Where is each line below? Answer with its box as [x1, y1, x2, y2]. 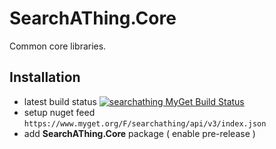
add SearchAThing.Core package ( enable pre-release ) [23, 127, 256, 139]
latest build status [23, 95, 97, 107]
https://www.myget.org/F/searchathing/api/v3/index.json [23, 118, 267, 129]
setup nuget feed [23, 106, 96, 118]
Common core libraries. [9, 40, 107, 52]
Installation [9, 69, 81, 86]
